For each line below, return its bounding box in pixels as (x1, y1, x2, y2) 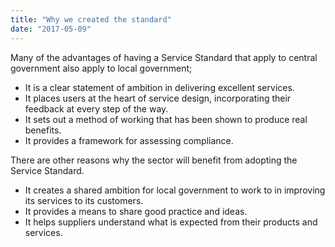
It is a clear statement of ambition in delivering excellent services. (24, 81, 295, 93)
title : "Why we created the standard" (10, 14, 172, 25)
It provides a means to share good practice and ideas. (24, 205, 248, 217)
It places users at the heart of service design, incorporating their (24, 92, 292, 104)
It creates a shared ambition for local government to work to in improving (24, 184, 326, 196)
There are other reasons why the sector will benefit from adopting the (10, 154, 298, 166)
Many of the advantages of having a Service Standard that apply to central (10, 51, 318, 63)
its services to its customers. (24, 194, 144, 206)
